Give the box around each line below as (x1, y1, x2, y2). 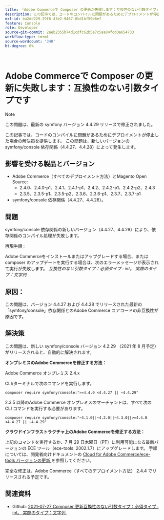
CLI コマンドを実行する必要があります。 (5, 405, 85, 411)
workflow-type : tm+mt (5, 35, 49, 40)
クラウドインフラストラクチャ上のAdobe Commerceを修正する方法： (5, 429, 145, 434)
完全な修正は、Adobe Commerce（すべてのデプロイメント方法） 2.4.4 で (5, 468, 153, 474)
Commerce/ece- (117, 451, 151, 457)
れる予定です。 (21, 474, 52, 479)
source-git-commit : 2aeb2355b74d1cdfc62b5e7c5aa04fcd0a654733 (5, 30, 134, 35)
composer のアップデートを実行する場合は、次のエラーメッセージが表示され (5, 260, 159, 265)
